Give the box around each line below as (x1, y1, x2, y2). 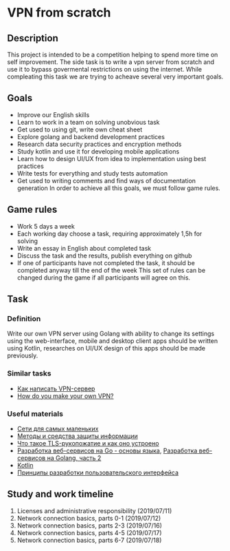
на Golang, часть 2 (47, 453, 102, 462)
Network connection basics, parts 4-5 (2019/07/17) (16, 528, 163, 537)
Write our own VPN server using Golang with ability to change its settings (7, 329, 215, 338)
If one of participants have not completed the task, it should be (16, 258, 196, 267)
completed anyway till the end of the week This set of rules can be (16, 266, 206, 274)
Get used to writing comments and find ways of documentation (16, 176, 196, 185)
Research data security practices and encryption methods (16, 140, 182, 148)
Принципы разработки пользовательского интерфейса (16, 468, 179, 477)
